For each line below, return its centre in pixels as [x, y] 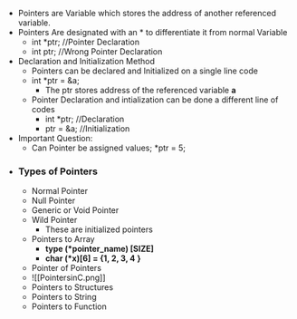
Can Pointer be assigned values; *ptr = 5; [109, 148]
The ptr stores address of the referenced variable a [141, 90]
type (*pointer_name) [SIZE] [99, 249]
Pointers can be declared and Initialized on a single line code [144, 71]
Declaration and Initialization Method [86, 61]
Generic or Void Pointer [75, 210]
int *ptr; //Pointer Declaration [86, 42]
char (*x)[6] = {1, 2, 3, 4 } [93, 258]
